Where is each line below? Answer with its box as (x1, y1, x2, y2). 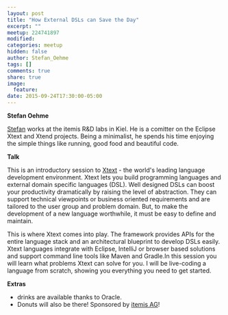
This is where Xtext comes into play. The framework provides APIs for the (7, 230, 215, 238)
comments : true (7, 67, 51, 74)
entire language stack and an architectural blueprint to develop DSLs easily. (7, 238, 220, 245)
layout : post (7, 10, 45, 17)
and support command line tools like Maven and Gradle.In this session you (7, 252, 217, 260)
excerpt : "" (7, 23, 41, 29)
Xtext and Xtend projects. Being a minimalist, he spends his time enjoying (7, 132, 214, 140)
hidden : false (7, 49, 48, 55)
